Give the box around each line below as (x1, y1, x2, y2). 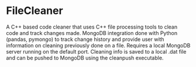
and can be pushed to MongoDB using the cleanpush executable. (6, 54, 164, 61)
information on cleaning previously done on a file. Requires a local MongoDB (6, 42, 191, 49)
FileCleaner (6, 4, 63, 17)
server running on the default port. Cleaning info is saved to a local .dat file (6, 48, 187, 55)
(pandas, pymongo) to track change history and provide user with (6, 36, 165, 43)
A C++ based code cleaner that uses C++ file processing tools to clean (6, 23, 177, 30)
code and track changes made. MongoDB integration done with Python (6, 29, 177, 36)
